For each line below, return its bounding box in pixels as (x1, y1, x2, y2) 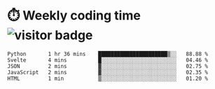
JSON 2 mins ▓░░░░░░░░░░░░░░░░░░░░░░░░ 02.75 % (7, 62, 209, 69)
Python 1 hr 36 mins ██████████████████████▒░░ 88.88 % (7, 50, 209, 57)
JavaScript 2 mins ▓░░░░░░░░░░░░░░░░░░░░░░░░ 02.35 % (7, 69, 209, 76)
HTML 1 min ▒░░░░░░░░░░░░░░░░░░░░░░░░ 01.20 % (7, 75, 209, 82)
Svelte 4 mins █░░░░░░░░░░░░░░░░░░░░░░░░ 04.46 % (7, 56, 209, 64)
